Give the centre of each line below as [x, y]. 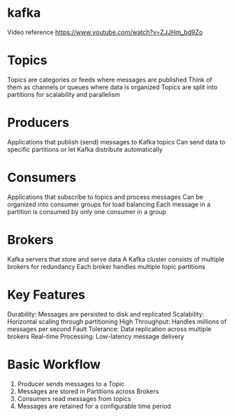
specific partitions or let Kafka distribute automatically [85, 149]
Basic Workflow [54, 364]
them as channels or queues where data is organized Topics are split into [112, 87]
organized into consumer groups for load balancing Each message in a [109, 204]
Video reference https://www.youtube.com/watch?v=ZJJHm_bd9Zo [105, 32]
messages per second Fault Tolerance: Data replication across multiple [109, 328]
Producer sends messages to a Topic [71, 384]
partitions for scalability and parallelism [64, 94]
